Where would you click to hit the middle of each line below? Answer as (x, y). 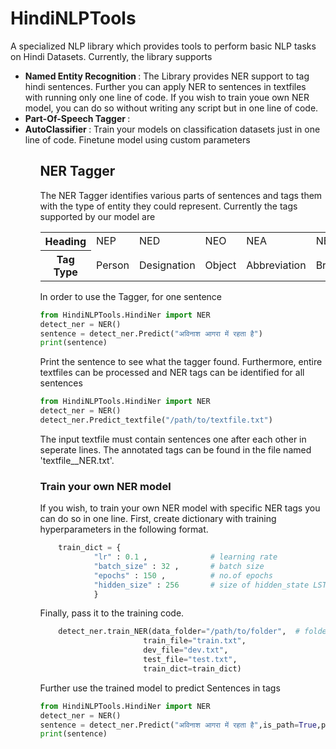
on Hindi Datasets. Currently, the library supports (111, 56)
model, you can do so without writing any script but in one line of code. (171, 108)
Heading (65, 241)
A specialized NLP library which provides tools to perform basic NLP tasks (163, 46)
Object (220, 265)
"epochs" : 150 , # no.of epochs (183, 575)
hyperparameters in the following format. (124, 529)
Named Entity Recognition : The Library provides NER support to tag (167, 76)
